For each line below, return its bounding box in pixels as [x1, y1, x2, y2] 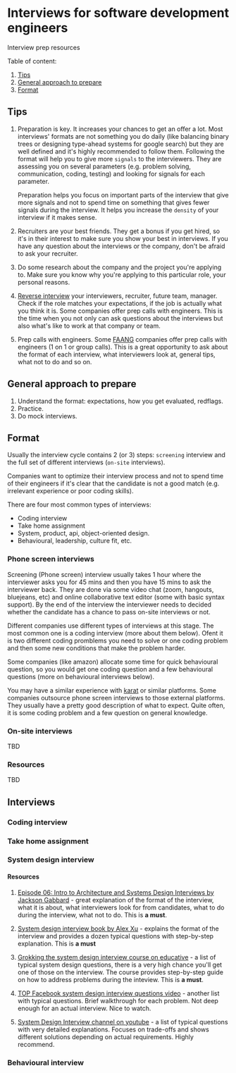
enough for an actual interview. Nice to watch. [17, 1004, 151, 1012]
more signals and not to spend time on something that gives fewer [17, 198, 210, 206]
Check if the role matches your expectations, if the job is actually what [17, 299, 222, 307]
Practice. [17, 404, 44, 413]
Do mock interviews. [17, 411, 77, 420]
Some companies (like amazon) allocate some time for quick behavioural [7, 657, 218, 666]
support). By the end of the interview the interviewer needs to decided [7, 600, 212, 609]
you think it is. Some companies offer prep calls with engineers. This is [17, 306, 223, 315]
